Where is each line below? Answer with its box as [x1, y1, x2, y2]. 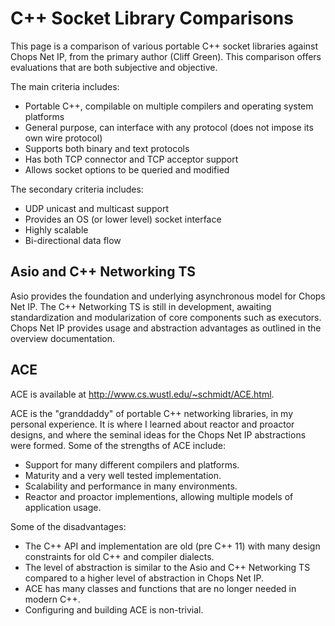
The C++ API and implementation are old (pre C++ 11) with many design [24, 540, 321, 552]
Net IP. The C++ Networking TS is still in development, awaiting [10, 300, 272, 312]
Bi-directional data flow [24, 234, 122, 246]
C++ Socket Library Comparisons [10, 7, 294, 30]
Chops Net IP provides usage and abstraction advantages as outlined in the [10, 322, 322, 334]
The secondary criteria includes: [10, 183, 144, 195]
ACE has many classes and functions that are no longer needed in [24, 582, 297, 594]
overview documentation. [10, 332, 116, 344]
